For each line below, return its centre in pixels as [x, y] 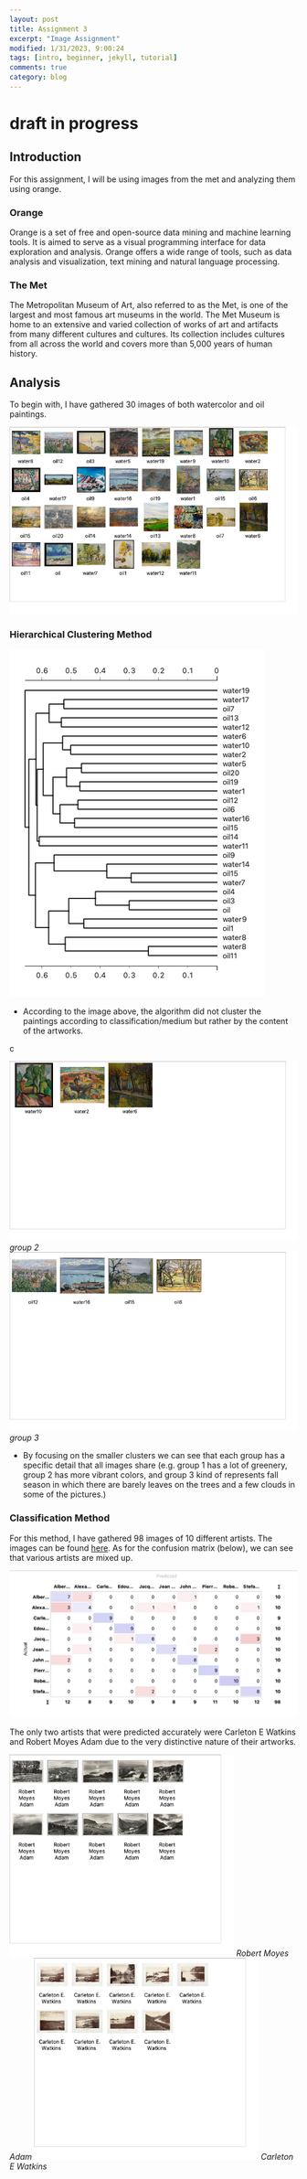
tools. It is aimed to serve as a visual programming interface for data [138, 242]
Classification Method [60, 1518]
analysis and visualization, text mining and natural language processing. [145, 262]
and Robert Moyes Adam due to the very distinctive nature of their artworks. [153, 1741]
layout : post [34, 19]
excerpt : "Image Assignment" [65, 38]
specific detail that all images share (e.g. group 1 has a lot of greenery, [155, 1465]
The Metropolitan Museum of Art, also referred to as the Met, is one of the [149, 305]
